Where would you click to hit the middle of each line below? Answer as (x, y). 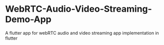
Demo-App (28, 19)
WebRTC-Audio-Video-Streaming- (79, 9)
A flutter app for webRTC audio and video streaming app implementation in (82, 33)
